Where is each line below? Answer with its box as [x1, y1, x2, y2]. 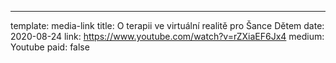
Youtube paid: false [10, 41, 90, 53]
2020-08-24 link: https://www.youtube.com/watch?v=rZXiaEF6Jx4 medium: [10, 31, 325, 42]
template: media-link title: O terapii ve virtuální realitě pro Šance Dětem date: [10, 20, 325, 31]
